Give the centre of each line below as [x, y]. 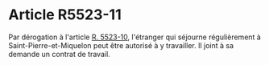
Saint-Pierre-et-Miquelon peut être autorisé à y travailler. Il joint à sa [121, 45]
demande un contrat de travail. [59, 54]
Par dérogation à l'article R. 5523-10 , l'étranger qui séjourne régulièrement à [135, 37]
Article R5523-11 [65, 15]
